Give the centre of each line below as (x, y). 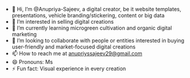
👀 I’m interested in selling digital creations (63, 22)
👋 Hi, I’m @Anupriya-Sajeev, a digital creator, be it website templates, (96, 9)
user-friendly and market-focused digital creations (74, 47)
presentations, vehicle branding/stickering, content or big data (88, 15)
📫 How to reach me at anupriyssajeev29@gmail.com (77, 53)
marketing (24, 34)
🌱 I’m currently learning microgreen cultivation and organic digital (92, 28)
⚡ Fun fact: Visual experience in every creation (69, 69)
